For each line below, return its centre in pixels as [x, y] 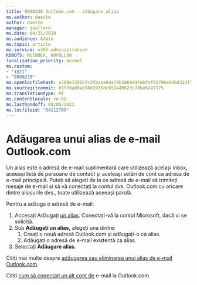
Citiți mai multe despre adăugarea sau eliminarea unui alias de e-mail [89, 258]
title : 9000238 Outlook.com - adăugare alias [62, 11]
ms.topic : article [28, 45]
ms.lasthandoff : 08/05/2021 [40, 104]
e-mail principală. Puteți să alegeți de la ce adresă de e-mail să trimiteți [92, 180]
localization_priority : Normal [44, 61]
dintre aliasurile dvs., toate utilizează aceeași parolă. [69, 193]
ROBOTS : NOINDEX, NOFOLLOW [39, 55]
